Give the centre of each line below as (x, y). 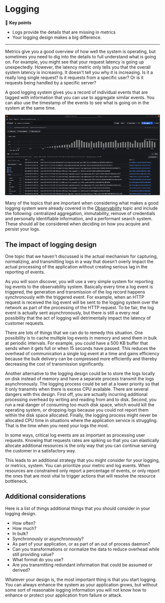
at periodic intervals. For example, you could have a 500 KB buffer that (77, 343)
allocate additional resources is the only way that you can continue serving (81, 446)
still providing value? (33, 554)
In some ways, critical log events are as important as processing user (75, 435)
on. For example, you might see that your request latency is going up (74, 62)
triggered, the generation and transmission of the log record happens (75, 292)
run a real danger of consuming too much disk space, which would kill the (80, 405)
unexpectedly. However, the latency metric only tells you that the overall (78, 67)
